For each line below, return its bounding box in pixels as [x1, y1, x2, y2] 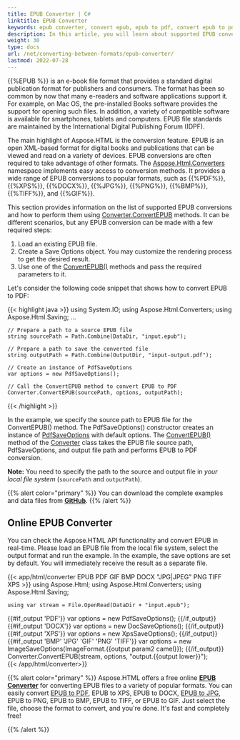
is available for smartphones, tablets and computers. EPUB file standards [7, 114, 223, 123]
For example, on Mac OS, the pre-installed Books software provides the [7, 99, 218, 108]
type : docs [7, 44, 40, 51]
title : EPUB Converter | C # [7, 10, 91, 18]
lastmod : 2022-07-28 [7, 57, 69, 64]
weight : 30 [7, 37, 40, 44]
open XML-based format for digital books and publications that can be [7, 144, 214, 152]
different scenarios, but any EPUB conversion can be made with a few [7, 218, 213, 226]
